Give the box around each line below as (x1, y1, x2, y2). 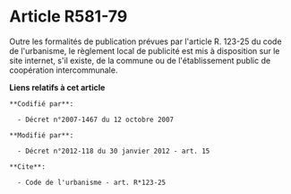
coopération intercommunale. (9, 65, 118, 75)
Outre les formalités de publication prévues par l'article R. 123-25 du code (9, 36, 282, 47)
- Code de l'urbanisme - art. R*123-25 (17, 178, 167, 187)
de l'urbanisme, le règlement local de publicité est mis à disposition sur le (9, 45, 280, 56)
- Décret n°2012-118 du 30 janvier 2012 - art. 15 (17, 146, 210, 155)
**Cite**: (9, 162, 47, 172)
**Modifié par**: (9, 130, 74, 140)
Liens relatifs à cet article (9, 82, 106, 93)
